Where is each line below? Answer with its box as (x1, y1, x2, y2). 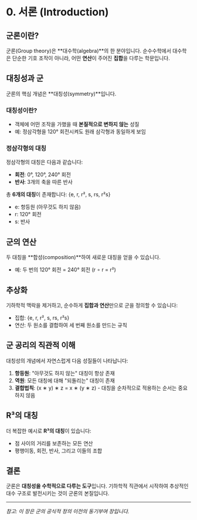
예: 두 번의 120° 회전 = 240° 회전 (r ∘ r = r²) (14, 266, 116, 273)
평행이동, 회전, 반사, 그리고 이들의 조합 (14, 447, 103, 454)
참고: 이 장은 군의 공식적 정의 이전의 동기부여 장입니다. (6, 508, 130, 515)
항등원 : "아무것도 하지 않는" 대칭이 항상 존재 (14, 370, 116, 377)
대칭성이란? (6, 106, 38, 115)
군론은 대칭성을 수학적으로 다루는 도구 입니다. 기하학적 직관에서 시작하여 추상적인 (6, 482, 189, 489)
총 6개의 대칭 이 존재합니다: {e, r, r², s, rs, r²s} (6, 191, 111, 198)
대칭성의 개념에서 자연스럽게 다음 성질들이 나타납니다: (6, 357, 128, 364)
